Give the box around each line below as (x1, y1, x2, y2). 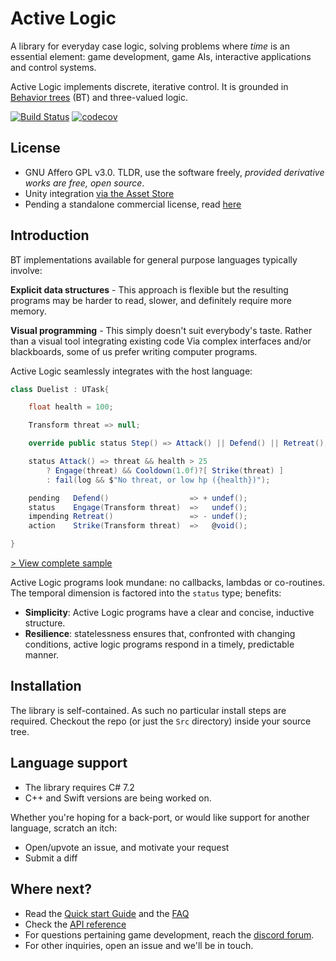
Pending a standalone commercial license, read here (24, 198, 242, 210)
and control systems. (10, 61, 97, 73)
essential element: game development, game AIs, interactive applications (10, 50, 312, 62)
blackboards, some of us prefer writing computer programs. (10, 345, 258, 357)
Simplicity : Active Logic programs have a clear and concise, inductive (24, 607, 315, 619)
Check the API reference (24, 918, 127, 930)
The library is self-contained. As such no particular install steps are (10, 704, 287, 716)
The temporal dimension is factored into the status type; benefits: (10, 587, 282, 599)
